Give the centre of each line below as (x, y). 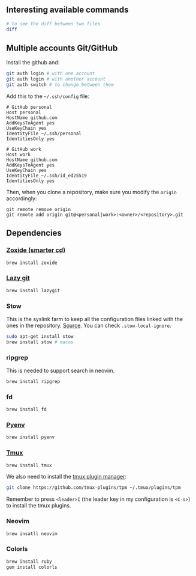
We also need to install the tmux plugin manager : (67, 477)
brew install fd (26, 409)
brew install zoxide (32, 263)
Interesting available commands (67, 10)
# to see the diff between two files (53, 23)
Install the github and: (33, 63)
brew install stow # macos (40, 342)
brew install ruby (29, 562)
